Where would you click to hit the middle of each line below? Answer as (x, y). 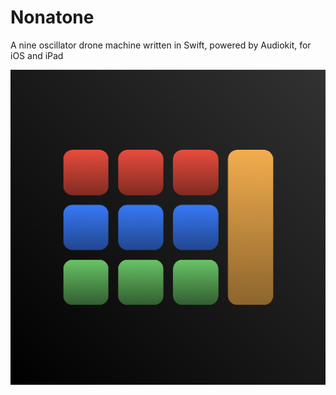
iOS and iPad (37, 55)
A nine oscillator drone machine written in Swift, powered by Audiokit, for (161, 45)
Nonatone (52, 17)
